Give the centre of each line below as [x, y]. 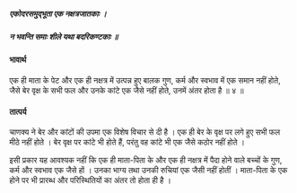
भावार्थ [18, 60]
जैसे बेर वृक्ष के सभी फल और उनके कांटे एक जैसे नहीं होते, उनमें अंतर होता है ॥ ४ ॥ [127, 90]
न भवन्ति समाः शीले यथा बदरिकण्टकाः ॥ [64, 36]
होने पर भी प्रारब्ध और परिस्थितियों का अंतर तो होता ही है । [91, 180]
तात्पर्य [18, 111]
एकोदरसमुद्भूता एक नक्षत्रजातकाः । [58, 13]
